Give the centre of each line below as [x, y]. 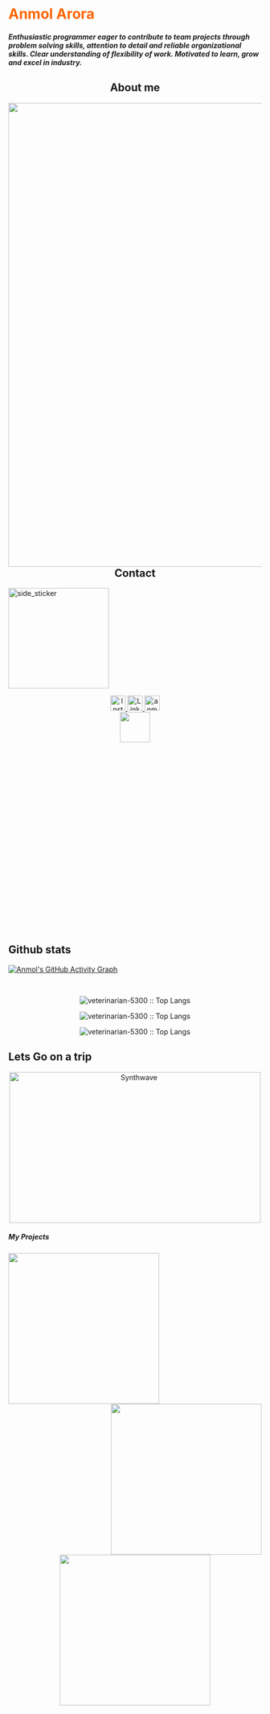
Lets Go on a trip [50, 1057]
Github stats [40, 950]
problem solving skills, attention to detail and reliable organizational [125, 45]
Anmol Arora [51, 14]
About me [135, 88]
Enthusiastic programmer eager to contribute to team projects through [129, 36]
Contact [135, 573]
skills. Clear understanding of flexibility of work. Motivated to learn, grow [134, 54]
